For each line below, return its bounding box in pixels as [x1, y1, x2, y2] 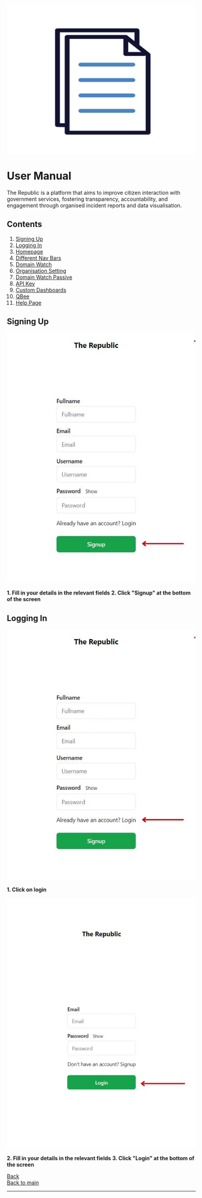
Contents [7, 219, 43, 230]
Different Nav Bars [15, 254, 62, 261]
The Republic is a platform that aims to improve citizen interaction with [7, 189, 180, 196]
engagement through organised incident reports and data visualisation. [7, 201, 182, 209]
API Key [15, 280, 35, 287]
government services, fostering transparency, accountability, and [7, 195, 168, 203]
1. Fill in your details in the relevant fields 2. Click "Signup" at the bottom [7, 589, 191, 596]
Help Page [15, 299, 41, 306]
